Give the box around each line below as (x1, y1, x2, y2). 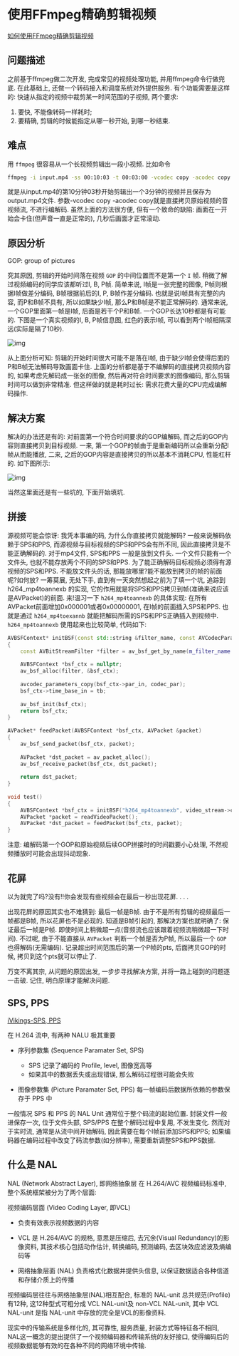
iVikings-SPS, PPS (7, 1016, 61, 1025)
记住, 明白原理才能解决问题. (29, 975, 110, 984)
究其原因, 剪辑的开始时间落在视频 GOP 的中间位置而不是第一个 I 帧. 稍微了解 (7, 271, 228, 280)
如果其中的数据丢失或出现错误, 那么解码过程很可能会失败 (28, 1070, 194, 1078)
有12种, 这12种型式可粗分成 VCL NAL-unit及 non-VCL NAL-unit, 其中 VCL (7, 1299, 219, 1308)
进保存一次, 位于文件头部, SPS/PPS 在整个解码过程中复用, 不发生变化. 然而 (7, 1118, 224, 1127)
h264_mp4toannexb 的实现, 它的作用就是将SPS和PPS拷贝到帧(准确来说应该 (7, 584, 229, 593)
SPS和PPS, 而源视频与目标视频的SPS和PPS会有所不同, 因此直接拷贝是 (19, 539, 225, 549)
